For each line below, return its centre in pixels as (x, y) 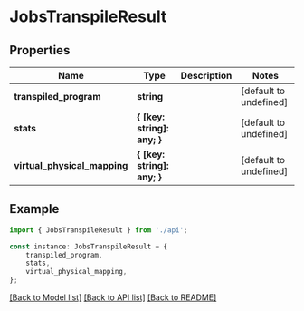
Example (34, 209)
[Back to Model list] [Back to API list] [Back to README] (113, 297)
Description (206, 76)
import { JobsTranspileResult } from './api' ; (99, 230)
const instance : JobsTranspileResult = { (89, 247)
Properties (40, 50)
